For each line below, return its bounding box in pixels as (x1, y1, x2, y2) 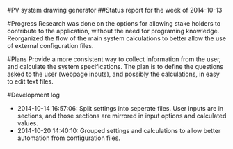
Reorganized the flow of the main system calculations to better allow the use (7, 34, 227, 42)
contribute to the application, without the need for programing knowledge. (7, 27, 220, 35)
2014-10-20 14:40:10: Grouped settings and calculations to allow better (17, 127, 221, 134)
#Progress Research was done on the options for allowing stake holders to (7, 19, 221, 27)
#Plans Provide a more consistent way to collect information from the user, (7, 55, 221, 63)
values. (17, 119, 38, 127)
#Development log (7, 91, 61, 99)
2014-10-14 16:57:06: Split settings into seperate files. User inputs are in (17, 104, 224, 112)
